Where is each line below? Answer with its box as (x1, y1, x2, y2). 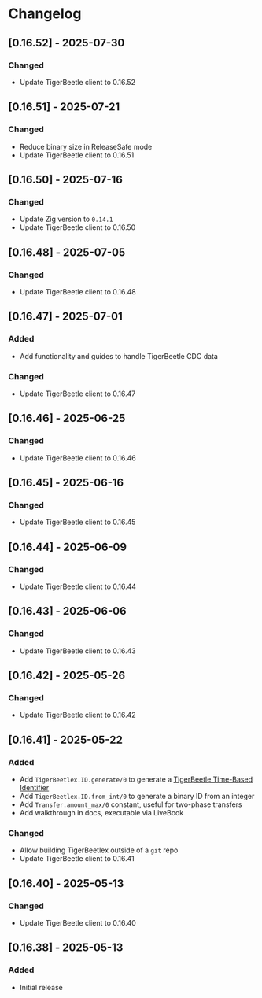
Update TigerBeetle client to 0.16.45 (19, 517, 136, 527)
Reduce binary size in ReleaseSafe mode (19, 142, 153, 151)
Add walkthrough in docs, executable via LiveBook (19, 808, 184, 818)
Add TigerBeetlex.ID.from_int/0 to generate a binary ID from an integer (19, 792, 255, 801)
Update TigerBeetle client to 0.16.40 (19, 919, 136, 928)
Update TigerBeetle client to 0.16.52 (19, 77, 136, 87)
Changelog (8, 5, 82, 23)
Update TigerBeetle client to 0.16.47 (19, 389, 136, 398)
